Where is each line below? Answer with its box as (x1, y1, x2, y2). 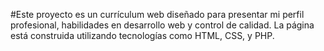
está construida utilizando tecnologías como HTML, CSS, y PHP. (10, 30, 275, 41)
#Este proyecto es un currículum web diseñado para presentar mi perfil (10, 9, 305, 20)
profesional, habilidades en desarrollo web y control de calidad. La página (10, 19, 315, 31)
